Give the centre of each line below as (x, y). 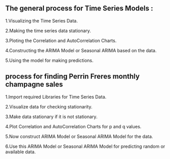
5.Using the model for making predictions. (49, 60)
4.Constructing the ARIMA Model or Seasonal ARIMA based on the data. (81, 50)
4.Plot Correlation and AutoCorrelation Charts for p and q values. (74, 126)
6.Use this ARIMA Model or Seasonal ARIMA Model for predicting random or (85, 146)
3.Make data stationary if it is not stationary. (52, 117)
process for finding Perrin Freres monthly (72, 76)
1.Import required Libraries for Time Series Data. (56, 97)
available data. (20, 152)
